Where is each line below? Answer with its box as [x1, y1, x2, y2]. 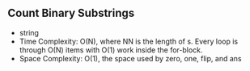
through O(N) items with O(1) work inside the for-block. [19, 44, 203, 55]
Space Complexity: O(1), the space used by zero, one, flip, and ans [19, 53, 242, 63]
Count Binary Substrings [7, 6, 135, 20]
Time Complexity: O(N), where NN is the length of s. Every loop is [19, 36, 239, 46]
